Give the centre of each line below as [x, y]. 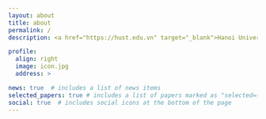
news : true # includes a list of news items [84, 87]
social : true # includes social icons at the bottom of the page [120, 102]
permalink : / [30, 30]
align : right [37, 59]
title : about [30, 23]
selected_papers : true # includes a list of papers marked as [113, 95]
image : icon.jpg [42, 67]
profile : [23, 52]
